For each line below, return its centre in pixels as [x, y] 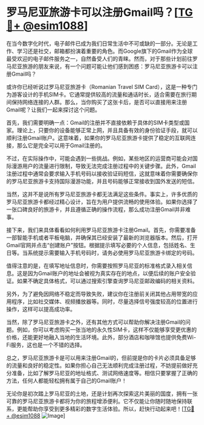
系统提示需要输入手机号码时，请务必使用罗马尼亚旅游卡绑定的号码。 [112, 253]
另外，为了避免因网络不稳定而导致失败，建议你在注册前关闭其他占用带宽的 [99, 293]
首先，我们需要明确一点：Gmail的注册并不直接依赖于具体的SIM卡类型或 [95, 122]
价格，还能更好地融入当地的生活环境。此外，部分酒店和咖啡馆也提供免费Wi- [101, 337]
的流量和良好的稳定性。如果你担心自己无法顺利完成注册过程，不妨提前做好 [99, 365]
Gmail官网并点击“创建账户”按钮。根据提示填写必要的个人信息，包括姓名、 [98, 245]
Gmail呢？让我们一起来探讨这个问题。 [53, 110]
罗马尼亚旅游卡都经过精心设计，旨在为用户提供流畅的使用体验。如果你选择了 [102, 202]
